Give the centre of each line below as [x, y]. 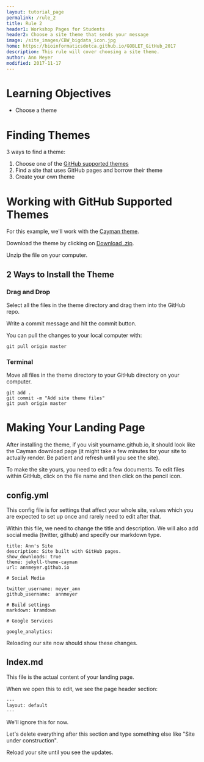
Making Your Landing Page [76, 428]
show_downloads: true [34, 557]
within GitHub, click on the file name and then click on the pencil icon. [94, 476]
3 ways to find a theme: [36, 152]
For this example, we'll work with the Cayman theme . [73, 231]
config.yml [27, 495]
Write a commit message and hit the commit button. [71, 324]
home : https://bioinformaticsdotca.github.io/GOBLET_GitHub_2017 [91, 46]
